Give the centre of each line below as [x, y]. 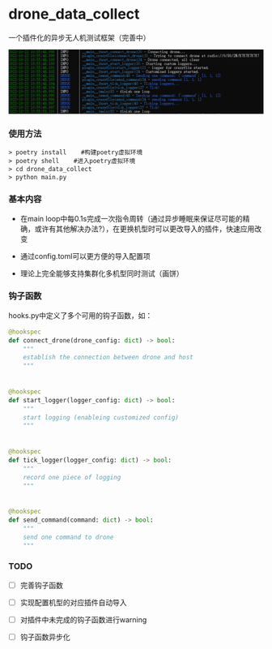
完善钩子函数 [41, 585]
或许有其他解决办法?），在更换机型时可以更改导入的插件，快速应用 [144, 229]
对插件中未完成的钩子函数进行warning [83, 619]
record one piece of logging [72, 477]
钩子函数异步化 [45, 637]
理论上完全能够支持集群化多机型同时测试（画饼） [102, 273]
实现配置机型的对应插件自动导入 [73, 602]
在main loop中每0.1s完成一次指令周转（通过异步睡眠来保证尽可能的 [131, 218]
